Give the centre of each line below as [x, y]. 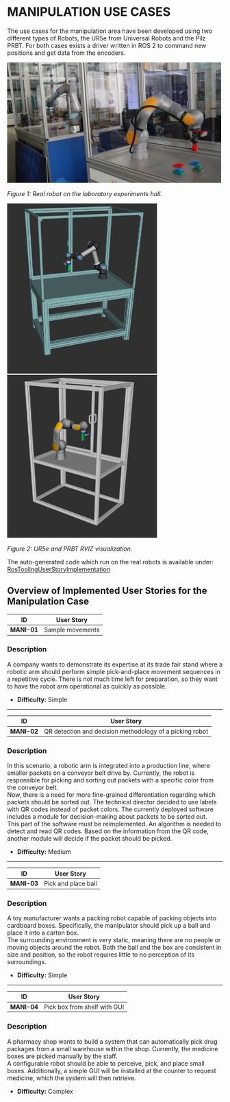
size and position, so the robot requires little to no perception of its [101, 955]
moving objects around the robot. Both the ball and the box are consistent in [114, 947]
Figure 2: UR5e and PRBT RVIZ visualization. [70, 549]
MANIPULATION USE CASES [89, 12]
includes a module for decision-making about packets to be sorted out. [107, 817]
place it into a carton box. [43, 933]
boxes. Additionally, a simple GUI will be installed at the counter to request [112, 1070]
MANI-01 [24, 630]
